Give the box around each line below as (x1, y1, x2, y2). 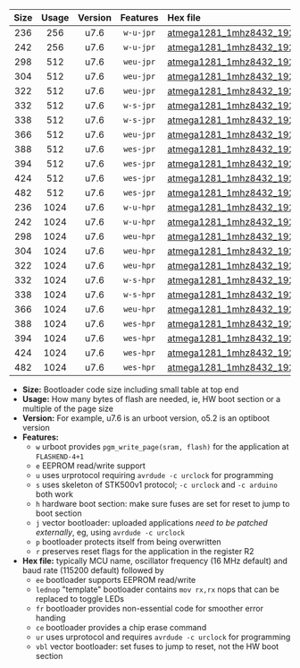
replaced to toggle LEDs (35, 594, 125, 604)
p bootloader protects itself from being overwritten (35, 536, 221, 547)
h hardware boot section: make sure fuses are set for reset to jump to (35, 499, 290, 509)
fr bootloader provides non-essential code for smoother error (35, 604, 263, 613)
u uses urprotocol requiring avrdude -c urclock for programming (35, 470, 274, 480)
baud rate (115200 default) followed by (21, 565, 164, 576)
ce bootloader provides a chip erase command (35, 622, 207, 632)
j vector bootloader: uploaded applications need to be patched (35, 518, 268, 527)
